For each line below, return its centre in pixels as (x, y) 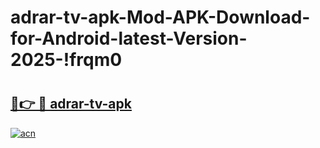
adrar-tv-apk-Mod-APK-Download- (160, 17)
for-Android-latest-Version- (129, 38)
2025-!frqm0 (66, 60)
